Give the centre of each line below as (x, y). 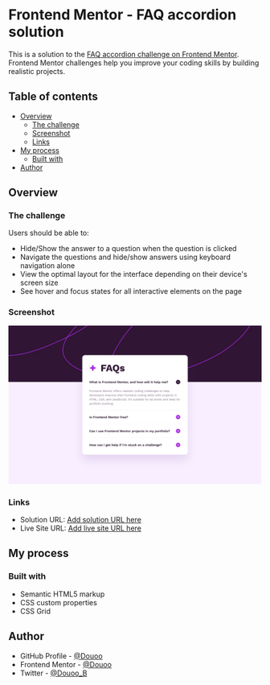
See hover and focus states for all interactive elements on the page (131, 291)
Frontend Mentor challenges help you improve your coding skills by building (134, 63)
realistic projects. (37, 71)
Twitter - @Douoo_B (53, 673)
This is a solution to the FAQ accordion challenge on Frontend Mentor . (124, 54)
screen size (39, 283)
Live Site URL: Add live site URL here (81, 528)
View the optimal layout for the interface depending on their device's (133, 274)
